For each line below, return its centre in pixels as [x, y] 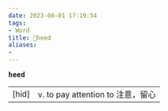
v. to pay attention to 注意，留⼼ [97, 94]
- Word [19, 30]
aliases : [23, 45]
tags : [17, 23]
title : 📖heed [30, 38]
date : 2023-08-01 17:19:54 [53, 15]
